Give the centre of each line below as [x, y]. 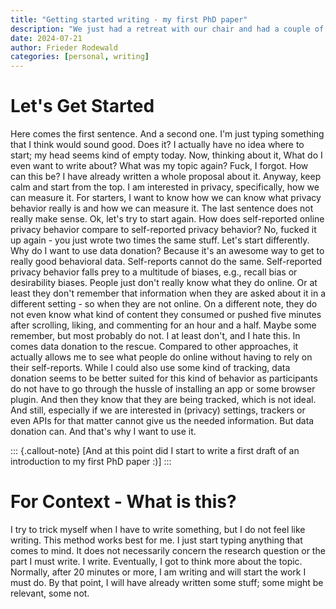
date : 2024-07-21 [46, 38]
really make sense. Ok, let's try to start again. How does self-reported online [167, 219]
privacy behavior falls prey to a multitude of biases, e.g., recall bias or [154, 272]
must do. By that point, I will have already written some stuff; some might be [167, 582]
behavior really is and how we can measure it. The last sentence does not [162, 208]
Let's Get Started [82, 106]
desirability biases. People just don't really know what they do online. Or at [164, 283]
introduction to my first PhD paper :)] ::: [91, 462]
